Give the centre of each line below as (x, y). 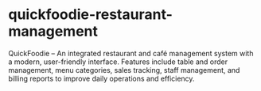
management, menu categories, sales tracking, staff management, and (124, 70)
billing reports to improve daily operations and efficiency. (101, 78)
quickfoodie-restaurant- (91, 15)
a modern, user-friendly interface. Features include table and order (118, 62)
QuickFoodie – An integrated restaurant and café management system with (131, 53)
